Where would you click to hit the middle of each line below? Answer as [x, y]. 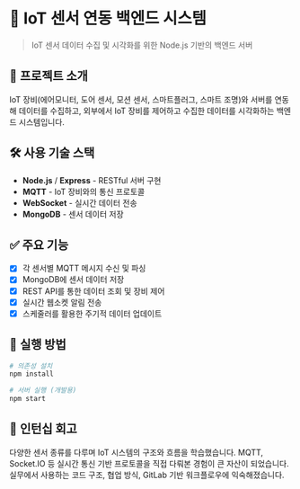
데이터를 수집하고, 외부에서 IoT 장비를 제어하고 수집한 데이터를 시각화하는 [146, 111]
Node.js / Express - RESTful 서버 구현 [92, 180]
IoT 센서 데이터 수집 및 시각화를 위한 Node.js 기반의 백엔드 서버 [142, 45]
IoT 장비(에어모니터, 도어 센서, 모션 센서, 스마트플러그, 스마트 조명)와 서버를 [141, 99]
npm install [31, 374]
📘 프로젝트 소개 [49, 76]
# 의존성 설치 [31, 366]
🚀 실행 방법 [38, 345]
